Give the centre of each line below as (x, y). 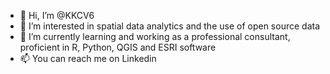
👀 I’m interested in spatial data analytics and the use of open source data (169, 26)
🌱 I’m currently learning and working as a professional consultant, (155, 36)
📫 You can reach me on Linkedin (88, 58)
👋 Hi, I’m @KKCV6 (57, 15)
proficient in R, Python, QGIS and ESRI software (118, 47)
